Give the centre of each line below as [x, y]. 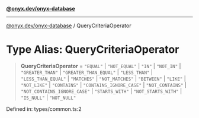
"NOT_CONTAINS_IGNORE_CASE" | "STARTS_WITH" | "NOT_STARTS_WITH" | [101, 91]
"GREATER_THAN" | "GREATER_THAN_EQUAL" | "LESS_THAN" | [86, 72]
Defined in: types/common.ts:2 [44, 109]
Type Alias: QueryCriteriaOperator [93, 50]
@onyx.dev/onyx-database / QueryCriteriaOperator [69, 25]
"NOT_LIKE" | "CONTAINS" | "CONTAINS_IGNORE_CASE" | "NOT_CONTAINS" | [103, 85]
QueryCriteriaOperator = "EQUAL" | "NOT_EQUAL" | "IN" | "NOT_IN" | [101, 66]
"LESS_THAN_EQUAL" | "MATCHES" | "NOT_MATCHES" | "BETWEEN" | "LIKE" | [103, 78]
